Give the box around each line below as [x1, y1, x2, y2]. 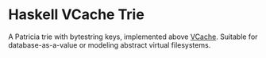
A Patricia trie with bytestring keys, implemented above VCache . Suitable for [8, 32, 258, 41]
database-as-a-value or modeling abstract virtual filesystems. [8, 40, 211, 49]
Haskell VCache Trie [8, 6, 145, 24]
